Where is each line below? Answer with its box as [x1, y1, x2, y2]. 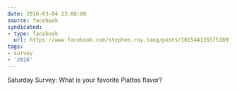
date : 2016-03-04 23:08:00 [7, 10, 87, 18]
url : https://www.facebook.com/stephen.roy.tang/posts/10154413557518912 [13, 37, 235, 44]
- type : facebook [7, 30, 59, 37]
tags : [7, 43, 23, 50]
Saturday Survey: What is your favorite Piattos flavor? [7, 75, 163, 84]
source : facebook [7, 17, 59, 24]
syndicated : [7, 23, 42, 30]
